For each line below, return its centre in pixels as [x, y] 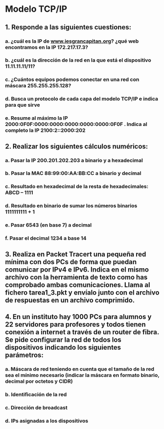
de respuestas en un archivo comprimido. [70, 300]
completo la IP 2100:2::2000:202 [45, 130]
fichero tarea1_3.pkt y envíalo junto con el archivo [82, 292]
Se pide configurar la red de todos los [63, 340]
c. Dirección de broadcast [36, 407]
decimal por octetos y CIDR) [39, 381]
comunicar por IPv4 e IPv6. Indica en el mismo [77, 269]
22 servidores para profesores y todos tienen [75, 324]
